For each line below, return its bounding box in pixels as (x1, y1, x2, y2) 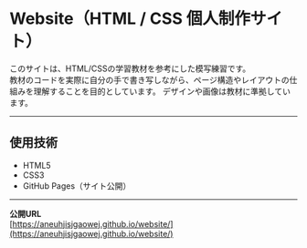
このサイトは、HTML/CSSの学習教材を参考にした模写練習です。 (9, 63, 251, 74)
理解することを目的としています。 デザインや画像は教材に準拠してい (33, 86, 291, 97)
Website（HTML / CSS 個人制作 (9, 8, 251, 29)
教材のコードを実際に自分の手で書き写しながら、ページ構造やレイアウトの (9, 74, 290, 85)
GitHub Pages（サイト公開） (22, 180, 132, 191)
